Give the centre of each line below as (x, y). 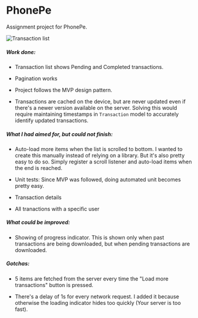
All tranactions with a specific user (57, 209)
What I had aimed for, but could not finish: (59, 134)
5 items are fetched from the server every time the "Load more (92, 278)
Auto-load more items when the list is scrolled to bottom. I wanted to (99, 149)
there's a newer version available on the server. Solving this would (96, 108)
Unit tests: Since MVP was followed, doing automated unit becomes (98, 180)
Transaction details (38, 197)
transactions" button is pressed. (54, 285)
